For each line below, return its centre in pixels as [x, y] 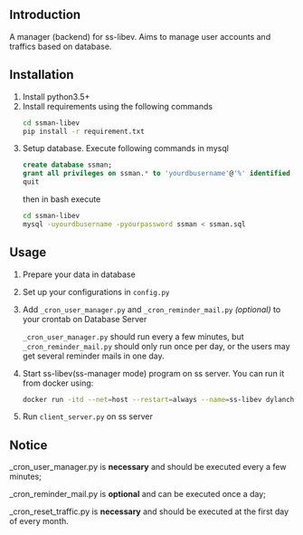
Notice [28, 445]
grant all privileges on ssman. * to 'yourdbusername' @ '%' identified [156, 174]
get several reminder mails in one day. [93, 356]
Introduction [45, 15]
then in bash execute [62, 199]
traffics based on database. [61, 46]
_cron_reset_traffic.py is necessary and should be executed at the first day [149, 511]
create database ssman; [67, 165]
